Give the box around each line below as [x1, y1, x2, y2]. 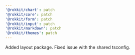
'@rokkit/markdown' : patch [5, 26, 62, 31]
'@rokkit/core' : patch [5, 12, 53, 17]
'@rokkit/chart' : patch [5, 7, 55, 12]
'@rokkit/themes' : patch [5, 30, 57, 35]
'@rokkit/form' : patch [5, 16, 53, 21]
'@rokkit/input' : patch [5, 21, 55, 26]
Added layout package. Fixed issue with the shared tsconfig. [5, 44, 130, 50]
